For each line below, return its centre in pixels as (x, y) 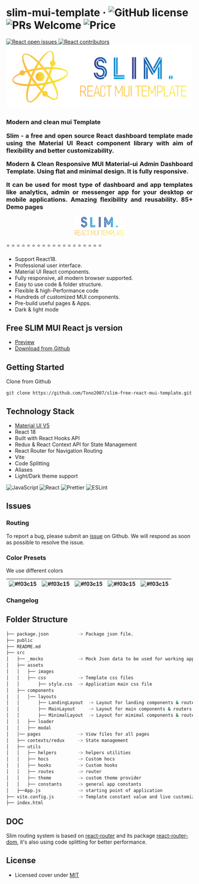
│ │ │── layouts (32, 697)
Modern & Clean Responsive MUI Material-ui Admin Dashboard (99, 164)
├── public (20, 640)
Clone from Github (29, 381)
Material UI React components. (52, 271)
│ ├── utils (24, 747)
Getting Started (35, 367)
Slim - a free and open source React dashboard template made (99, 135)
